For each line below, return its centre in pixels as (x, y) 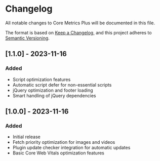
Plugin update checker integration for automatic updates (71, 148)
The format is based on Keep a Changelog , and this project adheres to (78, 32)
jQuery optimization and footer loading (53, 90)
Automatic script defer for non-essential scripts (62, 85)
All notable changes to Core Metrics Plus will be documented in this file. (80, 23)
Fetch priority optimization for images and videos (64, 142)
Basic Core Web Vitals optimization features (58, 153)
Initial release (26, 137)
